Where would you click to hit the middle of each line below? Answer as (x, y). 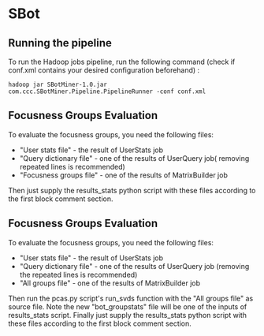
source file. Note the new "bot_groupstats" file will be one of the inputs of (128, 306)
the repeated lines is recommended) (78, 274)
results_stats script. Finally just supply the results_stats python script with (127, 315)
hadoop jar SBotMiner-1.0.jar (58, 84)
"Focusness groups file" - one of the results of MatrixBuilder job (124, 175)
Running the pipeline (60, 43)
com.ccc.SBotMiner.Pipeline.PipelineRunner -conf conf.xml (107, 91)
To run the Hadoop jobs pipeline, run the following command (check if (122, 62)
